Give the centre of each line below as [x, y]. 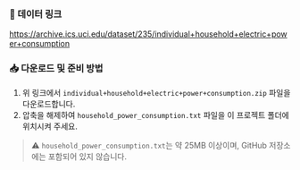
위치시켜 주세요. [50, 126]
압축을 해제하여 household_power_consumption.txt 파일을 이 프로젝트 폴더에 [156, 115]
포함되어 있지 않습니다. [87, 156]
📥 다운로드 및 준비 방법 [56, 69]
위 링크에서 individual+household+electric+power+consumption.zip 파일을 [156, 92]
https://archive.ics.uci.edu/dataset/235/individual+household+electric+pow [148, 34]
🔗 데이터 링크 [36, 13]
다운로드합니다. [49, 104]
